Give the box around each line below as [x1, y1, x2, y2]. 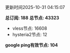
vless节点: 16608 [12, 25, 47, 31]
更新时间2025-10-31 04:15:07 [5, 4, 66, 10]
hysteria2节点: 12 [12, 32, 48, 37]
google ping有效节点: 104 [5, 42, 58, 48]
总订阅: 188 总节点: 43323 [5, 15, 60, 21]
